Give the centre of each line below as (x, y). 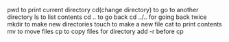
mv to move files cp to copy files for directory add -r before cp (95, 31)
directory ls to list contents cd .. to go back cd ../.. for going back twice (107, 17)
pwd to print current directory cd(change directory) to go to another (103, 10)
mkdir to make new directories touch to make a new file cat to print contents (114, 24)
